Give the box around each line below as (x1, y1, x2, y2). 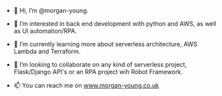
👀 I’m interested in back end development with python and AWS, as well (13, 20, 217, 27)
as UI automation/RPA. (13, 27, 77, 35)
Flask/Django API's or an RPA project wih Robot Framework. (13, 68, 183, 76)
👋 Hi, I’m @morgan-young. (13, 7, 89, 14)
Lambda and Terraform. (13, 48, 81, 55)
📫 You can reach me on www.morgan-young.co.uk (13, 82, 160, 89)
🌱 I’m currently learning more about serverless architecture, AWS (13, 40, 197, 48)
